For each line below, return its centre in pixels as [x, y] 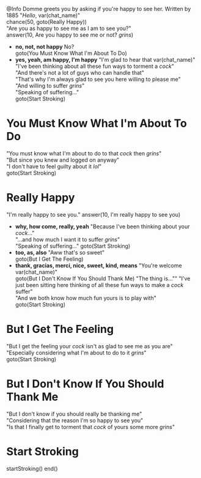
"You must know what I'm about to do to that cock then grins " [84, 153]
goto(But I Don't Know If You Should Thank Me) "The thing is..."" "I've [103, 278]
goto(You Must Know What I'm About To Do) [71, 53]
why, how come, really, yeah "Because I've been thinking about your [102, 226]
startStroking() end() [32, 468]
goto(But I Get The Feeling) [49, 259]
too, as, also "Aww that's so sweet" [60, 252]
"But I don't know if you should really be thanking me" [74, 414]
